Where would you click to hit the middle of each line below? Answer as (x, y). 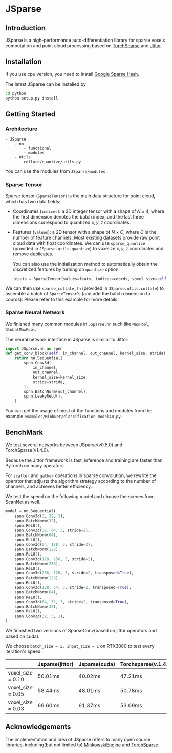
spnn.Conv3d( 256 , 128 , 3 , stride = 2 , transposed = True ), (74, 573)
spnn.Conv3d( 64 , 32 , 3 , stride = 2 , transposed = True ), (72, 602)
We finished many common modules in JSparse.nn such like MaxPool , (78, 324)
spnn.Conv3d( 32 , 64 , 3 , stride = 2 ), (52, 530)
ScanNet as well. (23, 502)
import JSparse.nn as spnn (34, 349)
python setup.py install (32, 98)
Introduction (26, 28)
